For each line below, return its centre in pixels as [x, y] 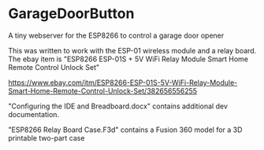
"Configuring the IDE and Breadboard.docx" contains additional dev [118, 106]
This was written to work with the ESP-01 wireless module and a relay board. [132, 50]
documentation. [34, 114]
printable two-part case [46, 137]
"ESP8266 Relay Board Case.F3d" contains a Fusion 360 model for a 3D [125, 130]
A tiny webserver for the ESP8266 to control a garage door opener [116, 35]
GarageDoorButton [71, 14]
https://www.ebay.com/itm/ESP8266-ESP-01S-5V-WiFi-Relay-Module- [123, 82]
